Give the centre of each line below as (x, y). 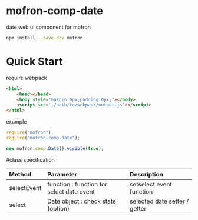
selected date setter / (159, 201)
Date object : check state (82, 201)
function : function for (77, 184)
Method (20, 174)
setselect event (151, 184)
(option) (58, 208)
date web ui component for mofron (49, 27)
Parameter (62, 174)
